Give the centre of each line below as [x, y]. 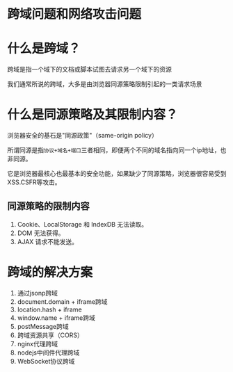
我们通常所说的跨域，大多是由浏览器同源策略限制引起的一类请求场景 [105, 84]
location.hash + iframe [49, 309]
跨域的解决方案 [50, 273]
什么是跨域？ [44, 49]
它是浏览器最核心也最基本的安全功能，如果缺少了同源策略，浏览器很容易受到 [117, 174]
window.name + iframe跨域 [56, 318]
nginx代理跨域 [37, 343]
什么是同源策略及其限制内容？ [93, 115]
